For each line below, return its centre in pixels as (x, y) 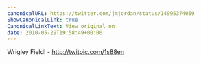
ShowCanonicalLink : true (43, 20)
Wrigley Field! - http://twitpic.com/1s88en (66, 52)
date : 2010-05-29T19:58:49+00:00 (55, 33)
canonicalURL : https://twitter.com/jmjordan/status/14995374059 (101, 13)
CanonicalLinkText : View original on (61, 26)
